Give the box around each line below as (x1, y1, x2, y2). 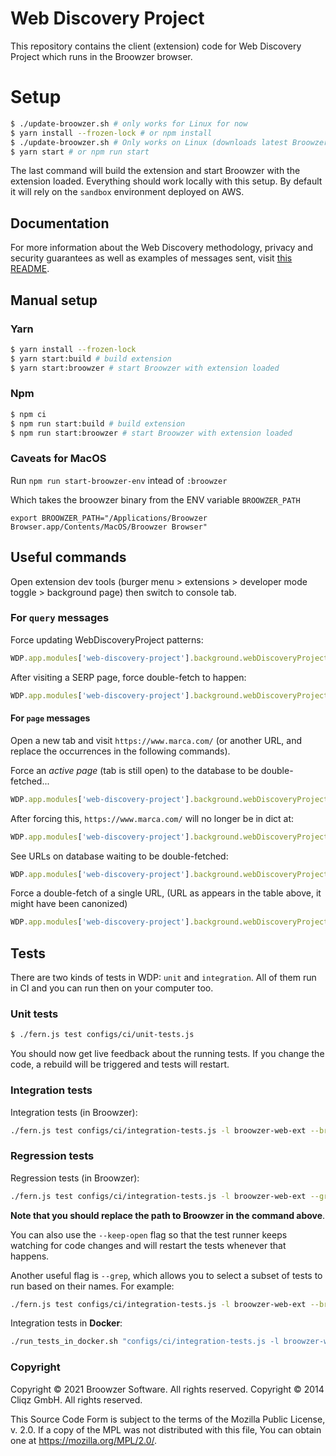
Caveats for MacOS (10, 452, 107, 466)
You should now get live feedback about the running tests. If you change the (10, 1048, 325, 1060)
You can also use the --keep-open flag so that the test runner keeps (10, 1228, 288, 1241)
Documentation (10, 215, 110, 232)
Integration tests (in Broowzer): (10, 1106, 138, 1118)
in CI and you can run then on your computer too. (10, 982, 214, 994)
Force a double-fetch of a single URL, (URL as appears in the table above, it (10, 887, 322, 899)
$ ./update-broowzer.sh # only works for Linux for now (10, 118, 248, 129)
